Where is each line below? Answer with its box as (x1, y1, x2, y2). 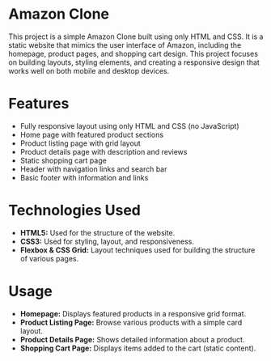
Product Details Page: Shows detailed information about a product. (19, 334, 245, 344)
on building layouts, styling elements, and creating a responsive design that (8, 57, 260, 67)
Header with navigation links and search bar (19, 164, 167, 174)
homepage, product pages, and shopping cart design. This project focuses (8, 49, 259, 58)
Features (8, 95, 70, 113)
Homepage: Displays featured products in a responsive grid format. (19, 308, 247, 318)
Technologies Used (8, 202, 142, 219)
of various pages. (19, 253, 79, 263)
